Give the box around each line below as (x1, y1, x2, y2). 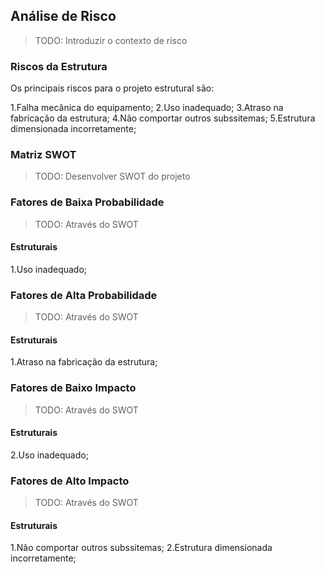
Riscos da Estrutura (10, 59, 108, 73)
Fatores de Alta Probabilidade (10, 288, 158, 302)
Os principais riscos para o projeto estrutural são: (10, 82, 215, 94)
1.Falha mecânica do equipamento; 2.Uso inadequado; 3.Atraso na (10, 102, 284, 114)
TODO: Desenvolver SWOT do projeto (34, 170, 191, 183)
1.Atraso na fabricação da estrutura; (10, 356, 158, 368)
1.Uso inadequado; (10, 263, 88, 275)
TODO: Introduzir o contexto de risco (34, 34, 188, 46)
